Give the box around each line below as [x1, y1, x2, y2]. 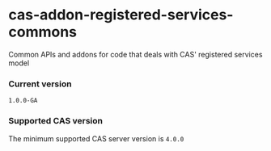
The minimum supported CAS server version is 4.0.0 [8, 133, 184, 143]
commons [8, 23, 78, 41]
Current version [8, 78, 72, 90]
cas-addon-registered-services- [8, 6, 234, 24]
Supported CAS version [8, 115, 104, 127]
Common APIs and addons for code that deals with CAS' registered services [8, 49, 263, 59]
